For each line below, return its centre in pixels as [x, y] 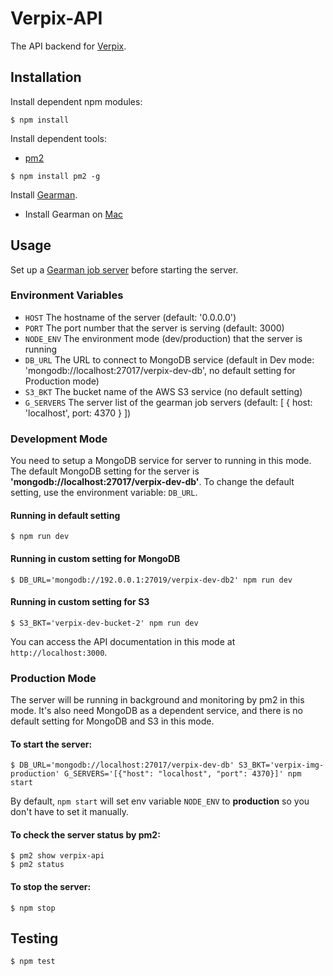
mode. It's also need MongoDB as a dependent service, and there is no [156, 711]
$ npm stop [33, 908]
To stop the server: [51, 887]
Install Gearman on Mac [73, 214]
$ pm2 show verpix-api [57, 856]
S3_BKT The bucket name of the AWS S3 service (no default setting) [163, 391]
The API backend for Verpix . [68, 46]
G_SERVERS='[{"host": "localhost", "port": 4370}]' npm [182, 774]
